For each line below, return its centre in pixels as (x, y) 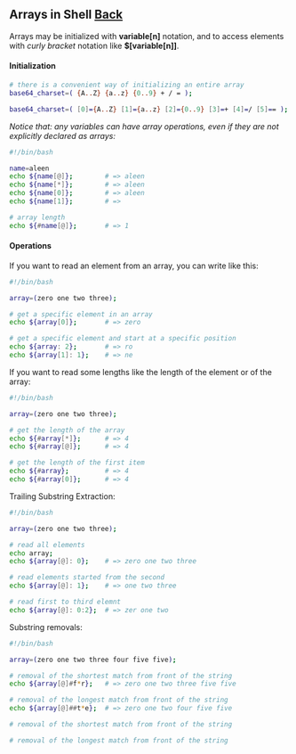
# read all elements (48, 545)
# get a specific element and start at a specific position (123, 339)
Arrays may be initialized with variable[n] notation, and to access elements (147, 36)
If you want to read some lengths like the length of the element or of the (141, 372)
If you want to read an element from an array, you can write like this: (134, 266)
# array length (37, 217)
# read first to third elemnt (65, 602)
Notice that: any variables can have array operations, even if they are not (144, 126)
